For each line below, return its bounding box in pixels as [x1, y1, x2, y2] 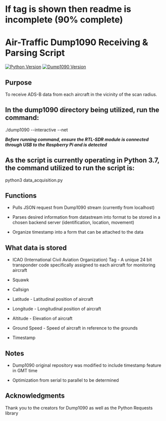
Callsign [12, 287, 29, 293]
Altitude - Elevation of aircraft [12, 316, 73, 322]
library [5, 410, 18, 416]
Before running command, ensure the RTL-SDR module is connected [5, 136, 149, 142]
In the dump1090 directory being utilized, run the [5, 106, 160, 114]
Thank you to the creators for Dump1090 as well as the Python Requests [5, 405, 153, 411]
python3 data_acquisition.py [5, 177, 63, 183]
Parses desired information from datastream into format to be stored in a [12, 214, 161, 220]
